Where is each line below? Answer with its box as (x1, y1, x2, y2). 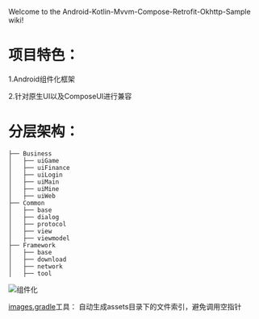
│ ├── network (8, 262, 63, 271)
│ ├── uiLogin (8, 171, 63, 179)
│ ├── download (8, 255, 67, 263)
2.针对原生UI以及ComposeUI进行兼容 (8, 91, 132, 101)
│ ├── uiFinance (8, 164, 70, 172)
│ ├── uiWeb (8, 192, 56, 200)
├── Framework (8, 241, 56, 249)
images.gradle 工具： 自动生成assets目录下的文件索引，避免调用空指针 (8, 301, 242, 311)
